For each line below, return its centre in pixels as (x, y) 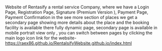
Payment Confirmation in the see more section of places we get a (71, 17)
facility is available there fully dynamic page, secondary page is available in (81, 28)
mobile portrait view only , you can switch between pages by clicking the (79, 33)
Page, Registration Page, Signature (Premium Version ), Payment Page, (77, 12)
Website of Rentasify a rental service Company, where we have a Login (77, 7)
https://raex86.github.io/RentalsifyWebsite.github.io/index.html (68, 43)
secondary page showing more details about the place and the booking (77, 22)
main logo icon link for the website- (41, 38)
